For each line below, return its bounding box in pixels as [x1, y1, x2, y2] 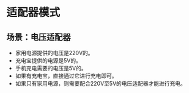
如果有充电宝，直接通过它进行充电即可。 [15, 72, 117, 80]
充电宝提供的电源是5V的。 [15, 57, 81, 64]
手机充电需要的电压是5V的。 [15, 65, 87, 72]
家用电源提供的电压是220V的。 [15, 50, 94, 56]
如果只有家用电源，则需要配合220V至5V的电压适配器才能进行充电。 [15, 80, 187, 87]
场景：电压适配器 [6, 32, 71, 42]
